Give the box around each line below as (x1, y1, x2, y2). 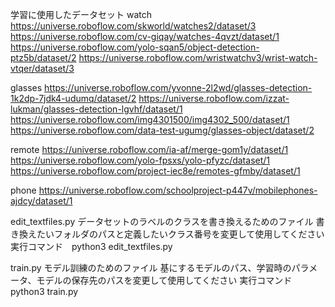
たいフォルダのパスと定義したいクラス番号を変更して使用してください (36, 228, 325, 240)
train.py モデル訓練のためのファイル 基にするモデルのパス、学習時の (10, 262, 292, 273)
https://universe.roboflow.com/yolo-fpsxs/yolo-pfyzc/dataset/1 (10, 154, 271, 166)
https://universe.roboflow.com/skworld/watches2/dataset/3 (10, 20, 257, 32)
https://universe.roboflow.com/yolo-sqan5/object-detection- (10, 41, 260, 53)
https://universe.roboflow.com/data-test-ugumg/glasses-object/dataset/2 (10, 124, 315, 136)
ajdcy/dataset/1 (10, 195, 73, 207)
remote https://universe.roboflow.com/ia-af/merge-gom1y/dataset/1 (10, 144, 289, 155)
